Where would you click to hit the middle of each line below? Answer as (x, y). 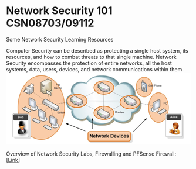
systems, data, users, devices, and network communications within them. (95, 69)
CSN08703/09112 (50, 23)
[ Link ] (13, 160)
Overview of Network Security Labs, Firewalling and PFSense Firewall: (91, 154)
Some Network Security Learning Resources (60, 39)
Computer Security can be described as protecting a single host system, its (97, 50)
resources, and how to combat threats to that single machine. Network (92, 57)
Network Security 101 (59, 11)
